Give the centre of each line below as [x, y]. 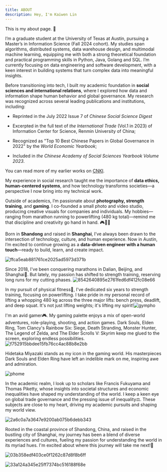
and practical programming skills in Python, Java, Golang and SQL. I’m [77, 59]
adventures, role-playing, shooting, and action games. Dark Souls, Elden [79, 322]
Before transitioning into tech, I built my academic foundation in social [77, 85]
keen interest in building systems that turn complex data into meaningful [79, 70]
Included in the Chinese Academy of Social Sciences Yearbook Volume [85, 156]
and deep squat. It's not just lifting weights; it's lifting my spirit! [69, 305]
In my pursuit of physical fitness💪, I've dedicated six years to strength [77, 289]
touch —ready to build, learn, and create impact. [55, 250]
